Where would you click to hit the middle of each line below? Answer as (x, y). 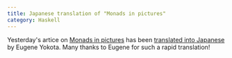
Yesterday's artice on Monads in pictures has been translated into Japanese (116, 39)
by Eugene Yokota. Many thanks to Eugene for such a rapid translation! (109, 47)
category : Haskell (34, 20)
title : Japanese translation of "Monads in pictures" (87, 13)
